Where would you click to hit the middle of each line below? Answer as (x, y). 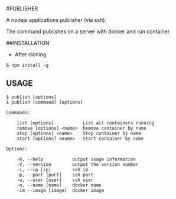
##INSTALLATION (28, 43)
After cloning (30, 54)
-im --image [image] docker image (61, 190)
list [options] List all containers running (86, 123)
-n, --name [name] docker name (59, 185)
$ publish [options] (32, 97)
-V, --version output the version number (78, 164)
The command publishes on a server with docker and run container (88, 31)
